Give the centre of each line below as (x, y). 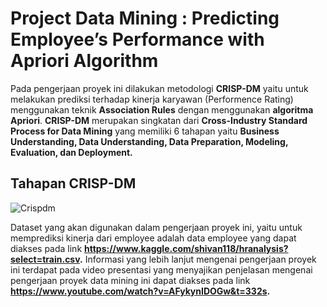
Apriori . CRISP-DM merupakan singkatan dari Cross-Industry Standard (159, 120)
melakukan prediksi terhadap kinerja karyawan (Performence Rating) (152, 99)
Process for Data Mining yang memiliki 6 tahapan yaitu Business (145, 131)
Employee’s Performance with (137, 39)
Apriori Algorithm (84, 61)
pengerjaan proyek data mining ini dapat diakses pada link (130, 280)
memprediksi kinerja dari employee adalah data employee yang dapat (153, 238)
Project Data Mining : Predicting (145, 18)
